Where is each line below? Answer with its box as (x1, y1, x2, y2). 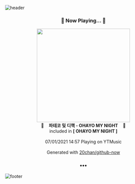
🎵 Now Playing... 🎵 (61, 17, 106, 24)
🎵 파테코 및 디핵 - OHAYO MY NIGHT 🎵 (41, 123, 126, 129)
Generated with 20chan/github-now (47, 150, 120, 156)
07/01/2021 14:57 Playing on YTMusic (45, 139, 122, 145)
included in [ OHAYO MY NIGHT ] (49, 128, 118, 134)
